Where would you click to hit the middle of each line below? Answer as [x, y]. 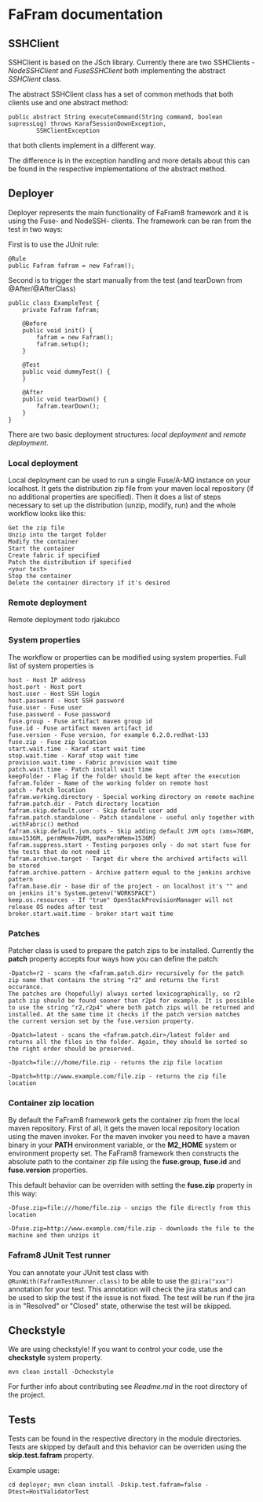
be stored [24, 866]
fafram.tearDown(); [68, 406]
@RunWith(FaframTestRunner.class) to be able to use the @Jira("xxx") [121, 1280]
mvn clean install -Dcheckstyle [61, 1372]
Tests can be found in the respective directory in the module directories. [125, 1438]
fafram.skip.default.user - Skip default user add [93, 811]
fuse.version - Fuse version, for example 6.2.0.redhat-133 [109, 735]
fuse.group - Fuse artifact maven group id [80, 721]
